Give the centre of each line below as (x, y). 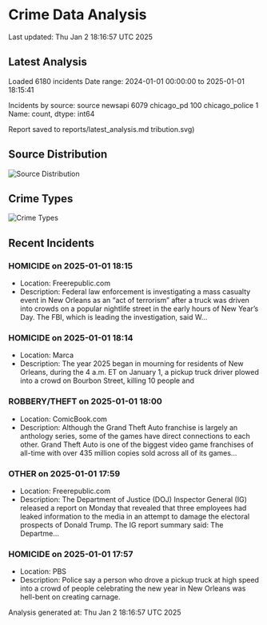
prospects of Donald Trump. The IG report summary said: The (122, 524)
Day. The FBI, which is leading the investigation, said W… (114, 317)
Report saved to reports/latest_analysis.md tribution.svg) (102, 129)
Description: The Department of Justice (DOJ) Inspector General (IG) (133, 499)
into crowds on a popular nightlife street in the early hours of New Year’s (139, 309)
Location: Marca (47, 355)
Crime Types (41, 199)
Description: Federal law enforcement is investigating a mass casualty (135, 292)
